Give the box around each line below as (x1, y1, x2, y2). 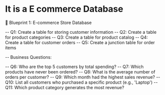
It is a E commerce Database (5, 3, 124, 15)
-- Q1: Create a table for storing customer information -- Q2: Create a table (5, 29, 157, 35)
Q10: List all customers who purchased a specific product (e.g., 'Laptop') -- (5, 79, 158, 85)
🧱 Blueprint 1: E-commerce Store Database (5, 20, 92, 25)
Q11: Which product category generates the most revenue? (5, 84, 125, 90)
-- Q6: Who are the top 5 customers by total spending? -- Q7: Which (5, 64, 144, 70)
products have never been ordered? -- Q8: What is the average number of (5, 69, 156, 74)
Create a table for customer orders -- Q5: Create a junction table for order (5, 39, 155, 45)
